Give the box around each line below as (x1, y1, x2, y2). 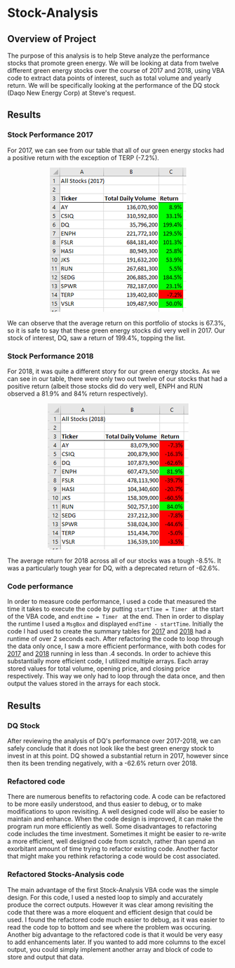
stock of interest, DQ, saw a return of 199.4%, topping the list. (7, 333, 186, 342)
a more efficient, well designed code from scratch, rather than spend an (7, 837, 215, 846)
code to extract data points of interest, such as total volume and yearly (7, 74, 212, 82)
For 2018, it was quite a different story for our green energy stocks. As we (7, 367, 220, 375)
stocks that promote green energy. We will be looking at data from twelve (7, 59, 220, 67)
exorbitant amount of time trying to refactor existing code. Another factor (7, 845, 219, 853)
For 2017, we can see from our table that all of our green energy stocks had (7, 146, 224, 154)
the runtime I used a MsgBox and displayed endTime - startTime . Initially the (7, 619, 224, 628)
